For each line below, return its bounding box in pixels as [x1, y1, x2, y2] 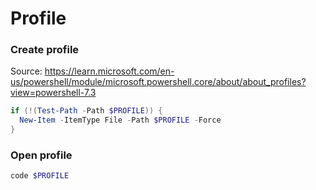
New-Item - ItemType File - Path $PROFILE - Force [19, 115, 222, 126]
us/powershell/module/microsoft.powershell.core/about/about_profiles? [10, 76, 307, 88]
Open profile [10, 148, 73, 162]
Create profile [10, 43, 80, 57]
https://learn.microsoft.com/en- [44, 65, 175, 77]
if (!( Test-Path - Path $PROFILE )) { [10, 106, 163, 116]
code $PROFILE [10, 171, 70, 181]
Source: [10, 65, 43, 77]
